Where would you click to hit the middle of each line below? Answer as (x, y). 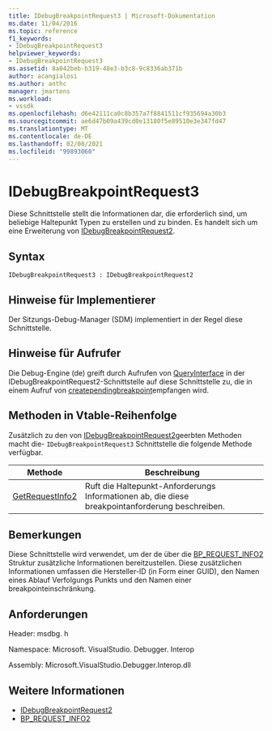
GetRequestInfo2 (45, 496)
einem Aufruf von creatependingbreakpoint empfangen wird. (108, 390)
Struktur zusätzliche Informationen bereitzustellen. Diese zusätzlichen (125, 563)
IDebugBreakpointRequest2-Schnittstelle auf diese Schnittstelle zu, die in (130, 381)
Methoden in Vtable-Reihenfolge (93, 416)
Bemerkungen (45, 535)
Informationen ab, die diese (137, 496)
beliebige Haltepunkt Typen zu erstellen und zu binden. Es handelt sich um (133, 223)
